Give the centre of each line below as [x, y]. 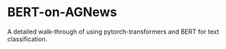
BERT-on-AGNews [62, 12]
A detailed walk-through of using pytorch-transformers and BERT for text [113, 31]
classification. [27, 38]
